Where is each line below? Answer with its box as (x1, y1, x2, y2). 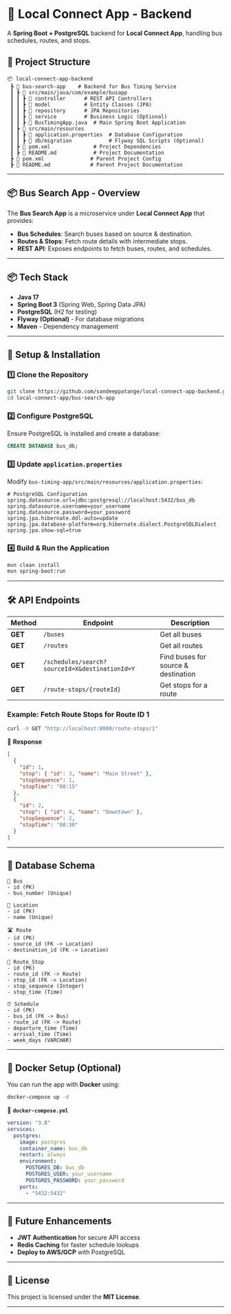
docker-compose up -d (7, 1094, 69, 1101)
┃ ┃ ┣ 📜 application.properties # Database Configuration (10, 131, 184, 138)
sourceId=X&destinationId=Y (43, 665, 135, 673)
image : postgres (19, 1139, 67, 1145)
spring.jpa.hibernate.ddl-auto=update (7, 515, 118, 522)
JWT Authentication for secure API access (16, 1234, 141, 1242)
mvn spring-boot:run (7, 568, 67, 575)
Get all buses (159, 629, 202, 639)
